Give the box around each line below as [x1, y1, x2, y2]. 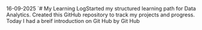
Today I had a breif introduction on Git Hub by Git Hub [6, 18, 140, 24]
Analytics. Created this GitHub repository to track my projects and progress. [6, 11, 195, 18]
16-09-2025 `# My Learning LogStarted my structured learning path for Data [6, 5, 196, 12]
